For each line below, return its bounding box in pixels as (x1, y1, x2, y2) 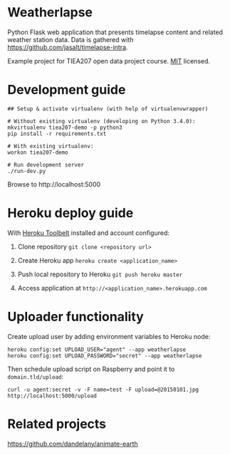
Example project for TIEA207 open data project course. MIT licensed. (7, 56, 211, 65)
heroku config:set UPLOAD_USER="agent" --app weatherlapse (7, 346, 187, 353)
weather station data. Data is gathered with (7, 35, 134, 43)
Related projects (7, 416, 107, 432)
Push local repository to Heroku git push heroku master (17, 270, 183, 278)
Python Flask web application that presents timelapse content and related (7, 28, 223, 36)
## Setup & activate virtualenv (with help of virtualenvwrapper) (7, 105, 209, 113)
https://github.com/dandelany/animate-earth (7, 439, 139, 448)
